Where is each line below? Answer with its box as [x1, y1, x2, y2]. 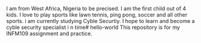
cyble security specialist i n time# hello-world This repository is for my [6, 24, 180, 31]
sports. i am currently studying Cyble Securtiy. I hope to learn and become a [6, 18, 195, 24]
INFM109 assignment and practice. [6, 30, 92, 37]
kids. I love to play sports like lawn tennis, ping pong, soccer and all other [6, 11, 188, 18]
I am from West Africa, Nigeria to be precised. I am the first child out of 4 [6, 5, 187, 12]
